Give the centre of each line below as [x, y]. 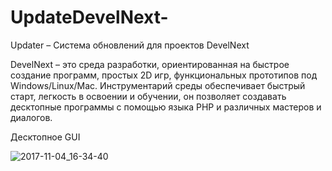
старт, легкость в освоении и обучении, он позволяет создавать [148, 96]
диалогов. [31, 117]
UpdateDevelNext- [89, 17]
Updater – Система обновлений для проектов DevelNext [130, 45]
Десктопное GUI [45, 137]
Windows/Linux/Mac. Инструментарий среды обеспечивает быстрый [158, 85]
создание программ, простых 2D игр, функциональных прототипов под [164, 75]
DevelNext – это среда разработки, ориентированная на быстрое [150, 64]
